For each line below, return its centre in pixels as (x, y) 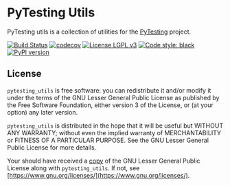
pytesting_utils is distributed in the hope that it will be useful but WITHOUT (115, 126)
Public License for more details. (52, 147)
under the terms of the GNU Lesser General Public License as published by (113, 97)
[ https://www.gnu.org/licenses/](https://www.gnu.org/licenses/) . (99, 175)
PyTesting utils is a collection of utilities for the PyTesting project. (99, 32)
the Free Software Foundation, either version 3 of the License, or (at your (111, 105)
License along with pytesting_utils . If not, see (73, 168)
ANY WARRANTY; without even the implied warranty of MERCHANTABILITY (114, 132)
